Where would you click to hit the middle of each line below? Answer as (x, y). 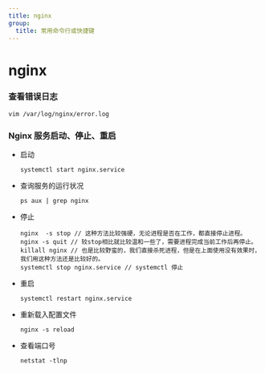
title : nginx (30, 16)
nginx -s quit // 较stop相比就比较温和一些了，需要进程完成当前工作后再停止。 (139, 242)
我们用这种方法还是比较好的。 (62, 259)
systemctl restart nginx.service (76, 299)
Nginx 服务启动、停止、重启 (62, 136)
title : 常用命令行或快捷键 (55, 30)
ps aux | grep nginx (54, 201)
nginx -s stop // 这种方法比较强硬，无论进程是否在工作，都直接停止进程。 (133, 233)
